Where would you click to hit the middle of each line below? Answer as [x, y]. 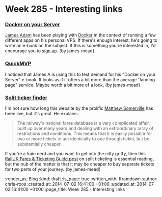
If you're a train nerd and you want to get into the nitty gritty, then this [75, 154]
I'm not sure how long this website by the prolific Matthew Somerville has [79, 108]
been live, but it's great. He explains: [42, 114]
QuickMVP [18, 64]
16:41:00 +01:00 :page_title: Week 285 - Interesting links [68, 189]
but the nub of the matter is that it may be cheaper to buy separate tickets [80, 164]
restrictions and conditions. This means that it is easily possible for [84, 133]
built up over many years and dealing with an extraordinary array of [85, 129]
